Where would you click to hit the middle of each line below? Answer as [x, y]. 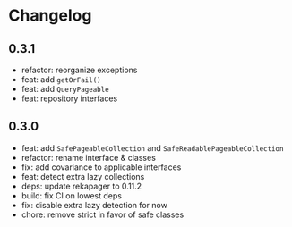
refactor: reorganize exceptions [79, 70]
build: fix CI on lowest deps [72, 195]
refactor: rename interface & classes [88, 157]
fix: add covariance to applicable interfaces [101, 167]
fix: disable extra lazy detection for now [94, 205]
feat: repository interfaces [69, 98]
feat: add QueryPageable [65, 89]
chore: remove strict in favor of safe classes [103, 214]
